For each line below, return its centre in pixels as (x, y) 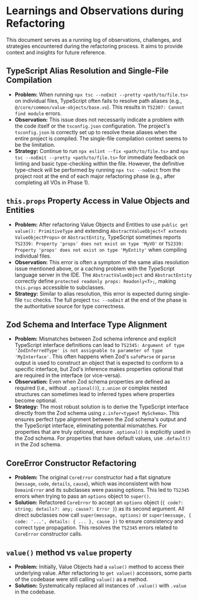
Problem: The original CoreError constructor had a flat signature (93, 478)
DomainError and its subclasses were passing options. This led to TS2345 (102, 490)
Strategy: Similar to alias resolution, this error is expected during (93, 293)
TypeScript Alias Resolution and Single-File (88, 71)
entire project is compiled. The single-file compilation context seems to (101, 138)
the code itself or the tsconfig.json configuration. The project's (92, 126)
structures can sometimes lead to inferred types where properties (95, 394)
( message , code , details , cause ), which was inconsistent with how (93, 484)
